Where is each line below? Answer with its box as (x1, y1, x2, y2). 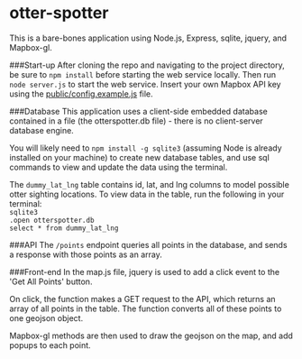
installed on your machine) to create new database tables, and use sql (9, 152, 270, 162)
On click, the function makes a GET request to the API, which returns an (9, 293, 277, 304)
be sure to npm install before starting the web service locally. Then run (9, 69, 277, 79)
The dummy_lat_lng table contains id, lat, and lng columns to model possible (9, 179, 290, 189)
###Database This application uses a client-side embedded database (9, 106, 268, 116)
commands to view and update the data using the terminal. (9, 161, 228, 172)
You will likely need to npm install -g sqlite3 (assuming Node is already (9, 143, 282, 153)
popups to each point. (9, 339, 92, 350)
